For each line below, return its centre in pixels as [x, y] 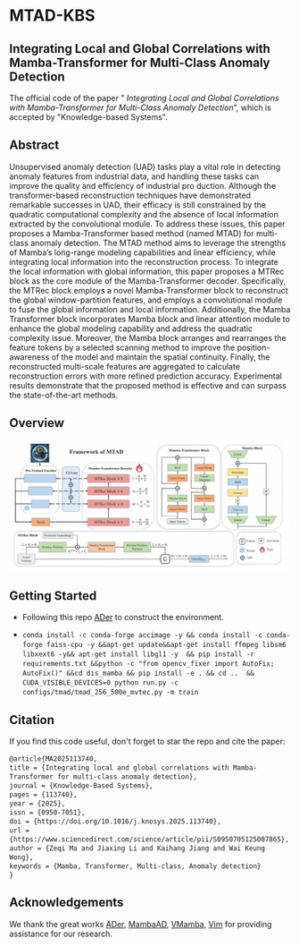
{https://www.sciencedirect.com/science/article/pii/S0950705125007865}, [149, 839]
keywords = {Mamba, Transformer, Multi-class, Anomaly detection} [135, 866]
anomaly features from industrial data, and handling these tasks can [134, 176]
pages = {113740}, [43, 795]
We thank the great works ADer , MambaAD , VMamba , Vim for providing [141, 924]
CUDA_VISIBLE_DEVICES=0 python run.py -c [100, 683]
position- [253, 347]
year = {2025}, [37, 804]
